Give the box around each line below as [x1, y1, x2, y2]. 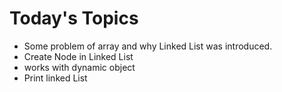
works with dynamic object [23, 61, 136, 73]
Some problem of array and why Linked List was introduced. [23, 40, 273, 52]
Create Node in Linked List [23, 50, 134, 62]
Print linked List [23, 72, 88, 84]
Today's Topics [9, 7, 139, 30]
